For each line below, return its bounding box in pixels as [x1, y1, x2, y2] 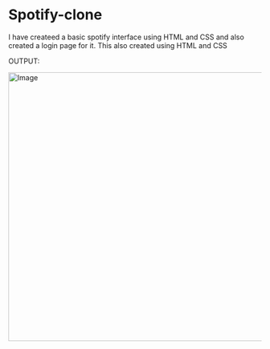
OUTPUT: [8, 56, 40, 66]
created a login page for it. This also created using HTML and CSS [8, 40, 227, 50]
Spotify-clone [8, 6, 103, 24]
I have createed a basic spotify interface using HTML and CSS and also [8, 32, 245, 42]
